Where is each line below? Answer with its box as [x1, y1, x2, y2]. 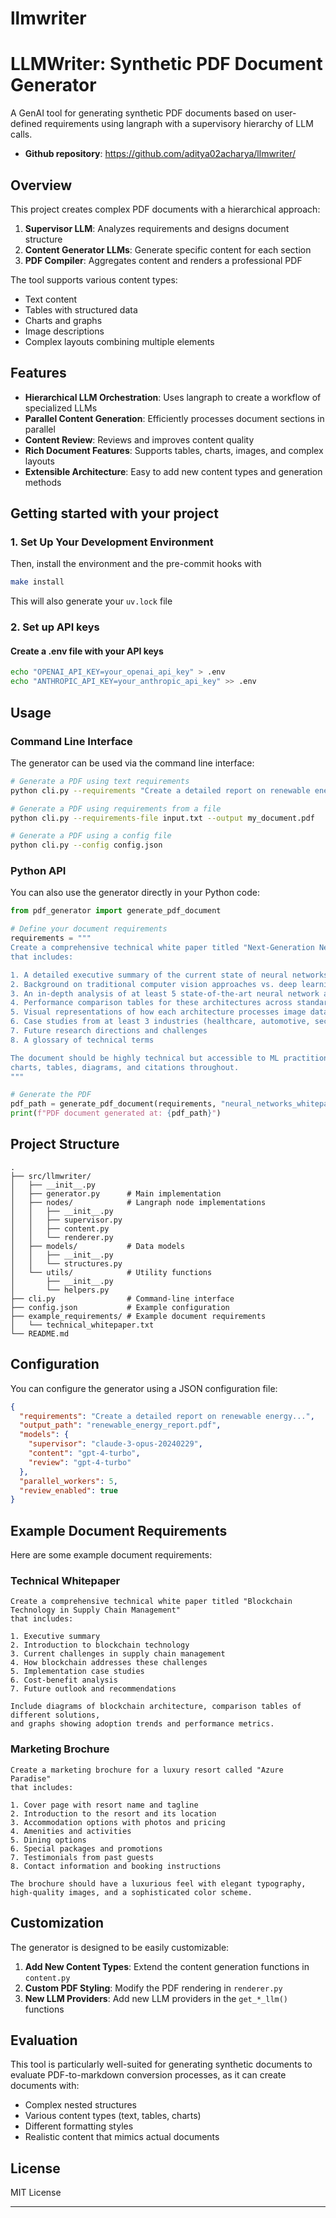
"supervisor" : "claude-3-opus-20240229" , [28, 1439, 203, 1449]
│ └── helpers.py [10, 1285, 110, 1295]
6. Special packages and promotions [10, 1843, 163, 1854]
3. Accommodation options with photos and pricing [10, 1817, 226, 1827]
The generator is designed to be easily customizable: [10, 1941, 230, 1953]
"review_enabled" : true [19, 1485, 118, 1496]
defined [10, 118, 43, 130]
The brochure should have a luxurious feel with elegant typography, [10, 1878, 307, 1889]
